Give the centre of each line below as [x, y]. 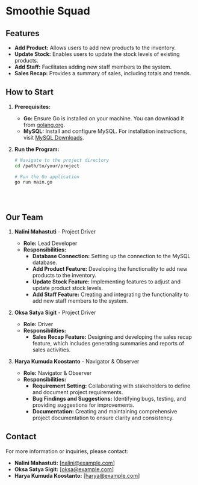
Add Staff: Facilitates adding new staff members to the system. [93, 67]
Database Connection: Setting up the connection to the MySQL [111, 256]
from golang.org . [44, 125]
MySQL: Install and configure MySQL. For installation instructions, [105, 131]
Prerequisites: [32, 107]
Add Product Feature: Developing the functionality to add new [110, 269]
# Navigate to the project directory [62, 160]
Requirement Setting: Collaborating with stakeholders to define [111, 386]
